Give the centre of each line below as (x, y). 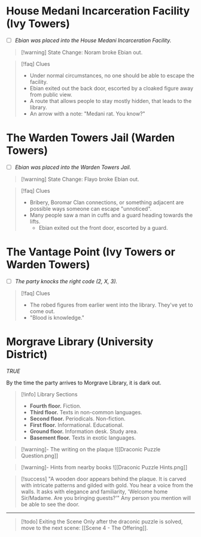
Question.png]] (39, 456)
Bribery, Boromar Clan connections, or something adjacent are (107, 202)
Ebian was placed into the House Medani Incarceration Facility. (93, 40)
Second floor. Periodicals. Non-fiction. (77, 418)
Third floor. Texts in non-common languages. (86, 412)
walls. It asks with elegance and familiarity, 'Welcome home (94, 492)
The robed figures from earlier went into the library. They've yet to (111, 305)
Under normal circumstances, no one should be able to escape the (112, 75)
